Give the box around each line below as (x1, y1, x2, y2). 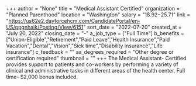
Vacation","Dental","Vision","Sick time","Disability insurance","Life (6, 42, 163, 49)
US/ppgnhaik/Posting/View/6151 (6, 23, 84, 30)
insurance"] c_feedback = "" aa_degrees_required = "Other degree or (6, 49, 174, 55)
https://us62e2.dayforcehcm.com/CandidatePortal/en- (8, 18, 140, 24)
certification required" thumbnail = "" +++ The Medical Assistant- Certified (6, 55, 187, 61)
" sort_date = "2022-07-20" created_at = (83, 23, 183, 30)
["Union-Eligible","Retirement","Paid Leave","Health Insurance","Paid (6, 36, 170, 43)
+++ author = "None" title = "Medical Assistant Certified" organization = (6, 5, 180, 12)
